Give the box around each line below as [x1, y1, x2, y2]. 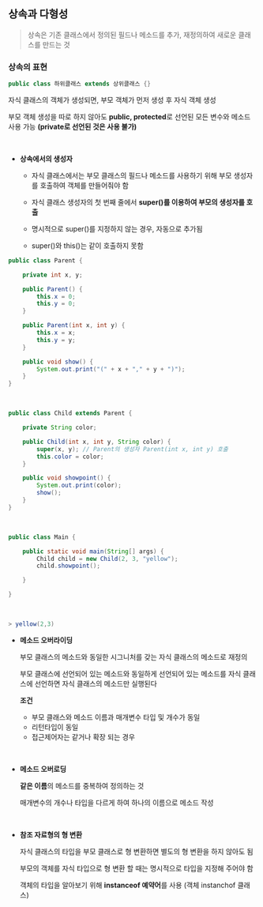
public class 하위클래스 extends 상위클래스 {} [8, 80, 152, 88]
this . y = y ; [36, 336, 77, 344]
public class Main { [8, 533, 77, 541]
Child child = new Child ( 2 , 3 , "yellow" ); [36, 555, 178, 563]
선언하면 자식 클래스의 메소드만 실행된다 [34, 679, 158, 688]
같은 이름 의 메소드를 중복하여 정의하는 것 [19, 781, 145, 790]
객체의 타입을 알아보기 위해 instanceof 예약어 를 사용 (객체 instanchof [19, 880, 236, 890]
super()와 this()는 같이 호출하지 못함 [31, 240, 144, 250]
